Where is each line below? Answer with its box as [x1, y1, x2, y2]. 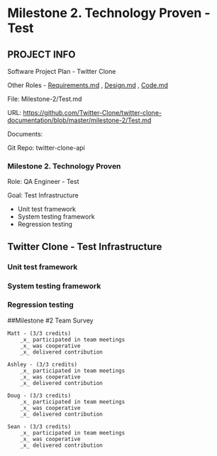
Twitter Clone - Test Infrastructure [7, 240, 162, 253]
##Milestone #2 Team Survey [7, 316, 94, 325]
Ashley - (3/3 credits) [7, 361, 78, 368]
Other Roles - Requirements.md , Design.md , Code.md [7, 81, 169, 89]
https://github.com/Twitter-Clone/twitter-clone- [23, 109, 162, 116]
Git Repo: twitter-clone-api [7, 143, 85, 152]
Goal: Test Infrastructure [7, 191, 79, 200]
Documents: [7, 130, 43, 138]
